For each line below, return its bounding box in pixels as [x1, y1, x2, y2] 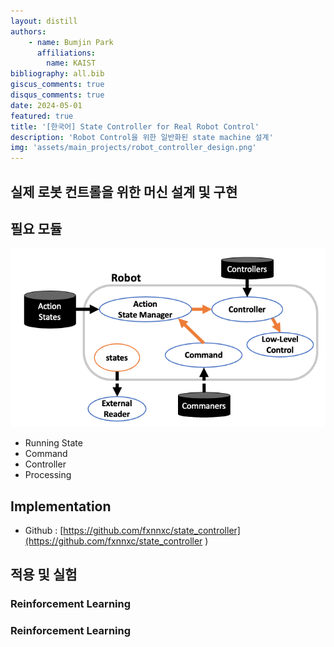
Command [24, 448, 68, 460]
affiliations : [36, 48, 97, 58]
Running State [24, 437, 83, 449]
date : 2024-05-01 [10, 100, 83, 110]
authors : [10, 26, 47, 37]
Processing [24, 469, 72, 481]
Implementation [10, 498, 112, 515]
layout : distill [10, 16, 78, 26]
